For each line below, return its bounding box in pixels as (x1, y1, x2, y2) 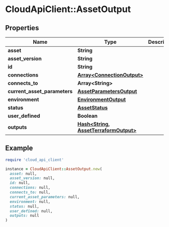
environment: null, (10, 199, 51, 204)
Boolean (77, 112, 98, 119)
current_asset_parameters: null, (10, 194, 80, 199)
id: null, (10, 180, 30, 186)
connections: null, (10, 185, 51, 190)
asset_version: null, (10, 176, 55, 181)
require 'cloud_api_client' (5, 157, 64, 162)
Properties (5, 24, 39, 32)
